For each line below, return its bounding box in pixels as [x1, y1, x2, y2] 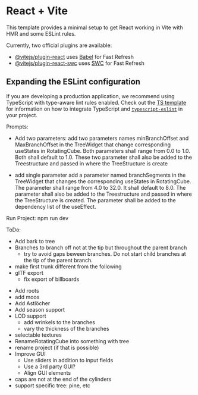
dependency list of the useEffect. [14, 203, 96, 210]
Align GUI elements [23, 369, 71, 376]
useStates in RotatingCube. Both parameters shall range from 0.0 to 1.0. [14, 147, 190, 154]
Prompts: [6, 123, 29, 130]
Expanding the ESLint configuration [6, 77, 141, 87]
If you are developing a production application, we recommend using [6, 92, 175, 99]
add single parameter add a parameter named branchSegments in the [14, 171, 186, 178]
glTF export [14, 269, 43, 276]
